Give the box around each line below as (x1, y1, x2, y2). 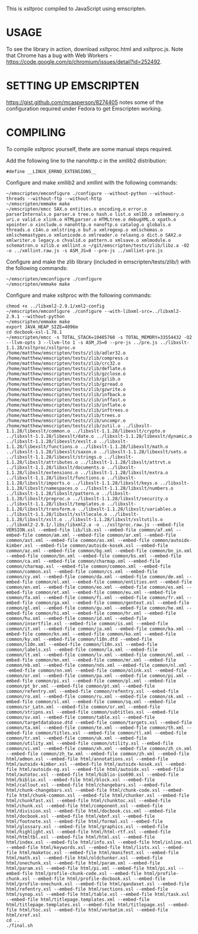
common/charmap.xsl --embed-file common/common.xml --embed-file (6, 563, 171, 569)
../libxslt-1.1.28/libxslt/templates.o (6, 501, 105, 507)
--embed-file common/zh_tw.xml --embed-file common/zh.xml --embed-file (6, 751, 190, 757)
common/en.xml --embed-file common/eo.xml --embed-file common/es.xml (6, 584, 184, 590)
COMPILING (6, 126, 66, 139)
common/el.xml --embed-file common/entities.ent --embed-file (35, 579, 193, 585)
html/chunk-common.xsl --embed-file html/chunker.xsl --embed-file (19, 792, 190, 798)
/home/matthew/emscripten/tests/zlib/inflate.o (6, 402, 126, 408)
